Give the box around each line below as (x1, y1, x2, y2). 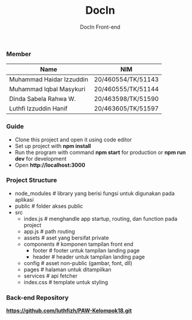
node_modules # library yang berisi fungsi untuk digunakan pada (14, 189, 175, 197)
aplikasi (14, 196, 34, 203)
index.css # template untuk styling (23, 278, 109, 285)
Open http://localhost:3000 (14, 161, 85, 168)
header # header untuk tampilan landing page (32, 253, 145, 260)
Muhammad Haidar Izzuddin (9, 75, 88, 84)
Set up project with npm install (14, 142, 91, 149)
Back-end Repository (6, 293, 69, 301)
